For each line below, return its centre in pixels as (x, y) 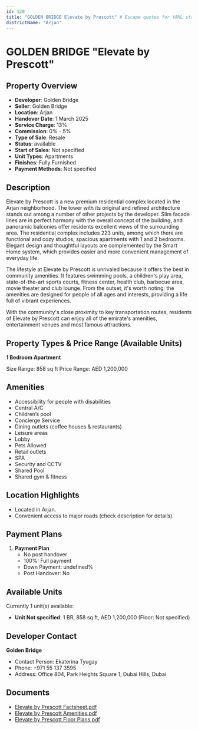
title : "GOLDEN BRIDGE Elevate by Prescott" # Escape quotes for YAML (95, 17)
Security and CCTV (38, 464)
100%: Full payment (47, 561)
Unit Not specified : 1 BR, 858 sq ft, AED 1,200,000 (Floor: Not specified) (102, 618)
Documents (28, 693)
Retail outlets (30, 451)
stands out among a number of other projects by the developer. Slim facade (98, 214)
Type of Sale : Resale (40, 138)
